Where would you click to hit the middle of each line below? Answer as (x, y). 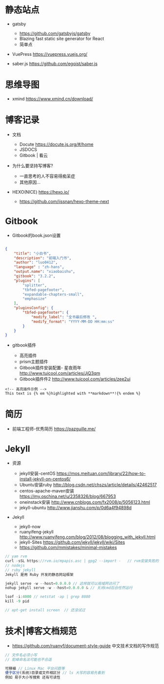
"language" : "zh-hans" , (39, 267)
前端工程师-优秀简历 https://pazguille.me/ (54, 429)
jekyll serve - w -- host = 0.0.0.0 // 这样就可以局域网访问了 (62, 583)
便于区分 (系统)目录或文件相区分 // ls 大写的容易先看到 (55, 673)
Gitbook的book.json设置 (36, 235)
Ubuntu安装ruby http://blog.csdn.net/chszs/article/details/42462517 (88, 485)
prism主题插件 (34, 362)
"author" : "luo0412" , (36, 263)
